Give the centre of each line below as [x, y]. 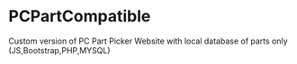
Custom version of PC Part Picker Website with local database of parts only [148, 41]
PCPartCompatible [80, 16]
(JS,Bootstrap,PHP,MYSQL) [59, 50]
